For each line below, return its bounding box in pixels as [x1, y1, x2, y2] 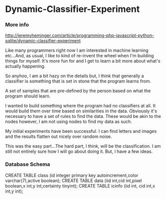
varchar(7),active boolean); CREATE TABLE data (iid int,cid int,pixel [5, 178, 142, 184]
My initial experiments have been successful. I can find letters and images [5, 128, 157, 134]
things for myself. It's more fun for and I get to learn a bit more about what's [5, 58, 161, 64]
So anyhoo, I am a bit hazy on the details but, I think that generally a [5, 73, 144, 79]
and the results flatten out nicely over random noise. [5, 133, 112, 140]
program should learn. [5, 93, 51, 99]
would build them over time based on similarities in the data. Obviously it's [5, 108, 158, 114]
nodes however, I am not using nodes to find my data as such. [5, 118, 132, 125]
